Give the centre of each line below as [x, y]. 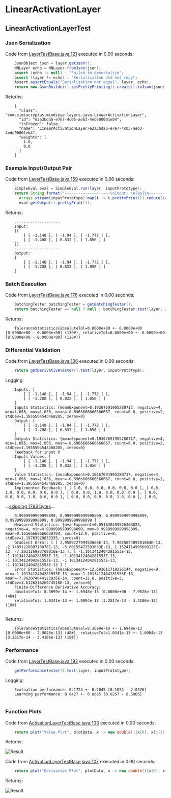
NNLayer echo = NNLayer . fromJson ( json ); [58, 68]
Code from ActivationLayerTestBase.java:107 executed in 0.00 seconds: [80, 762]
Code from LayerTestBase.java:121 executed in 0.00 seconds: [69, 54]
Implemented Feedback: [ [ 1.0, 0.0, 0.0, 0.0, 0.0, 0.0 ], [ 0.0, [87, 488]
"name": [27, 129]
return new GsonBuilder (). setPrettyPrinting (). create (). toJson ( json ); [91, 87]
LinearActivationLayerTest [48, 28]
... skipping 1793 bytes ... [30, 506]
